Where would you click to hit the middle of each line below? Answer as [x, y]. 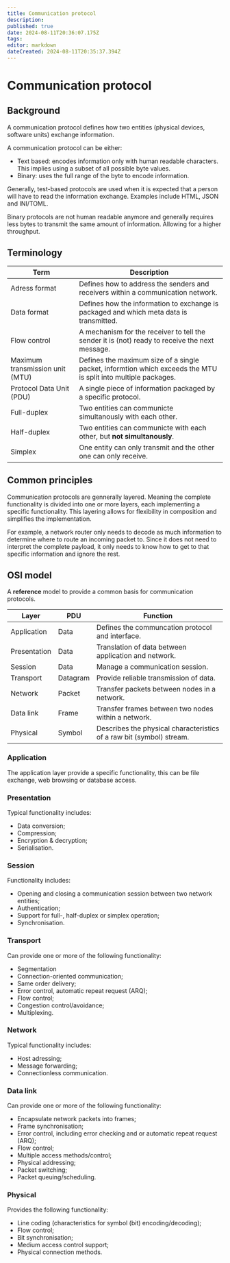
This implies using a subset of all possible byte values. [94, 168]
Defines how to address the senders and [144, 284]
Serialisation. [35, 848]
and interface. [119, 636]
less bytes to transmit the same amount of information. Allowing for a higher [114, 224]
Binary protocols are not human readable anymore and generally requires [110, 217]
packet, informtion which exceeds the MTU [148, 369]
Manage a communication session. [152, 667]
